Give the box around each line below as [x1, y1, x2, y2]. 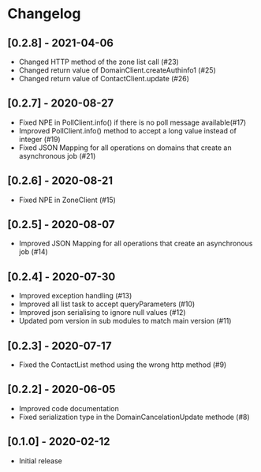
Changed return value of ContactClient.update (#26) [18, 74, 190, 83]
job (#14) [18, 247, 48, 257]
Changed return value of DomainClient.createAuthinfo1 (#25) [18, 66, 216, 75]
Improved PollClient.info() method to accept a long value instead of [18, 125, 237, 135]
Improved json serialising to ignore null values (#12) [18, 308, 186, 317]
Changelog [7, 5, 81, 23]
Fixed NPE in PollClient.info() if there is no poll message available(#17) [18, 118, 247, 127]
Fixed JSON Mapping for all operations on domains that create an [18, 143, 232, 152]
